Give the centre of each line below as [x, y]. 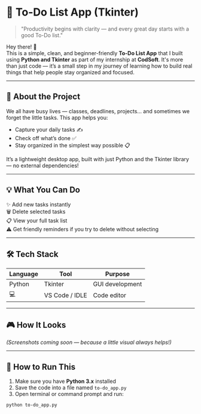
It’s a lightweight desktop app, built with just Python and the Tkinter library [98, 159]
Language [24, 274]
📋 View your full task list [37, 220]
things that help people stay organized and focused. [70, 72]
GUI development [118, 284]
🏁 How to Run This [41, 367]
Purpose [118, 274]
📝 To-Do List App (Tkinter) [72, 12]
